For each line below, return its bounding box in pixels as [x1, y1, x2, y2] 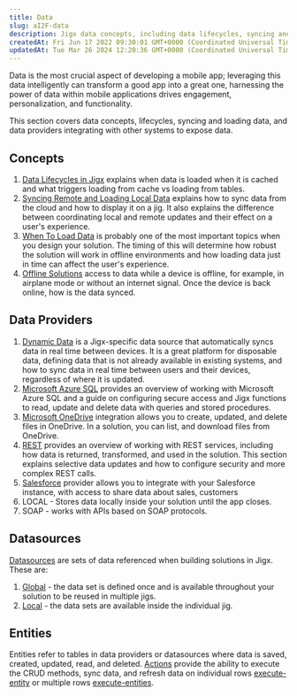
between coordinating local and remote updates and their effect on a [21, 212, 273, 222]
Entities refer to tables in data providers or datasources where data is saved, [9, 649, 287, 660]
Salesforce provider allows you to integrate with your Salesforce [21, 477, 256, 488]
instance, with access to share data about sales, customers [21, 486, 239, 497]
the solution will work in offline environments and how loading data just [21, 249, 281, 259]
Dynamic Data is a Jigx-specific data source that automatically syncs [21, 336, 274, 346]
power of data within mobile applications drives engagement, [9, 89, 232, 100]
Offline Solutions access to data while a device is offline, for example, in [21, 267, 285, 279]
